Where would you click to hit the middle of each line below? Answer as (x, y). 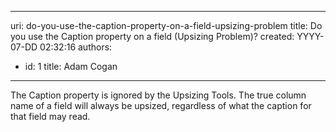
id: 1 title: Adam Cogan (71, 66)
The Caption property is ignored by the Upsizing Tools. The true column (158, 95)
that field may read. (50, 116)
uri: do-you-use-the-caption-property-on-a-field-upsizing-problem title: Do (166, 25)
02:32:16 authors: (76, 47)
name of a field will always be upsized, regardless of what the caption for (161, 105)
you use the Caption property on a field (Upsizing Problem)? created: (152, 36)
